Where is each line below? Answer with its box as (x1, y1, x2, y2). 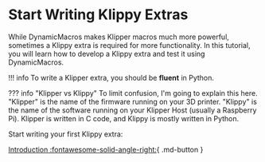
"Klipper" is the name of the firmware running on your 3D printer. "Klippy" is (8, 97, 257, 106)
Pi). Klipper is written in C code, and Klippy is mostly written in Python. (8, 113, 240, 123)
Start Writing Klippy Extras (8, 6, 189, 24)
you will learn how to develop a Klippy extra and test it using (8, 49, 205, 58)
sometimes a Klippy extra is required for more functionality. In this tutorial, (8, 40, 251, 49)
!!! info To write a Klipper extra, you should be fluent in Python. (8, 73, 215, 82)
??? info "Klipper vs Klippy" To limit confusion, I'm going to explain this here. (8, 88, 259, 97)
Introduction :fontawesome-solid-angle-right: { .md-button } (8, 144, 204, 154)
